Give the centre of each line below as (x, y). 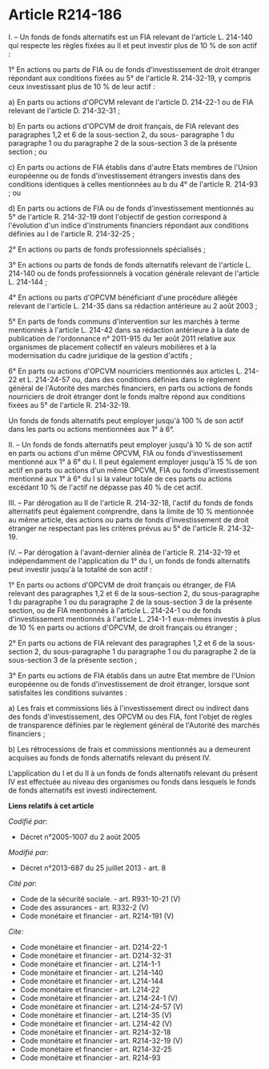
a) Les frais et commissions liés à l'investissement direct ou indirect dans (129, 708)
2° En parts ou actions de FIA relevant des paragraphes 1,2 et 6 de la (122, 643)
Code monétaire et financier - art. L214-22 (90, 989)
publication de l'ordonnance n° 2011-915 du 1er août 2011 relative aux (122, 338)
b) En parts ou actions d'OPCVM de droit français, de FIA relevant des (124, 126)
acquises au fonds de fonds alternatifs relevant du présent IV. (110, 757)
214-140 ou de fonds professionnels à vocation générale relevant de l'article (134, 273)
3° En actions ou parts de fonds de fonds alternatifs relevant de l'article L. (130, 264)
